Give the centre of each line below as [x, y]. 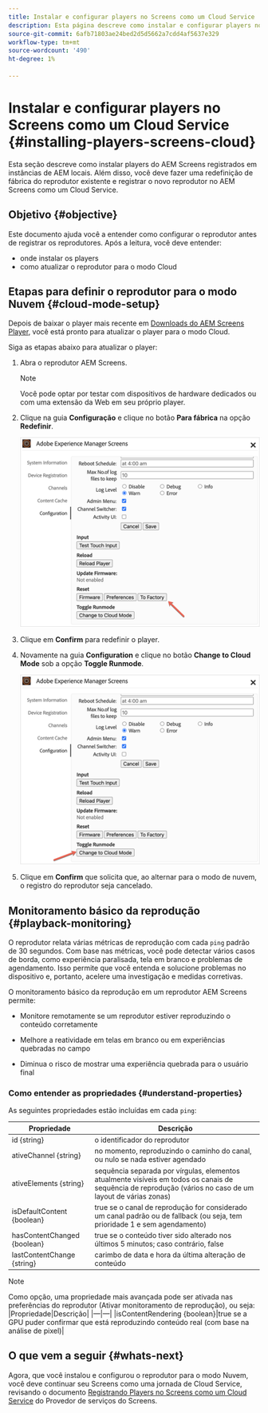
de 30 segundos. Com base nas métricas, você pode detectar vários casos [132, 951]
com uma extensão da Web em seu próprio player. [102, 402]
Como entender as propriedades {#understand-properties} [126, 1093]
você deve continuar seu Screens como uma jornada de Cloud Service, [125, 1383]
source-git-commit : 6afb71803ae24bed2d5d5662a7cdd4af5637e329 [114, 34]
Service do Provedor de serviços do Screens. [83, 1400]
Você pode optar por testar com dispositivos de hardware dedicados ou [138, 394]
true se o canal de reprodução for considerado [171, 1207]
